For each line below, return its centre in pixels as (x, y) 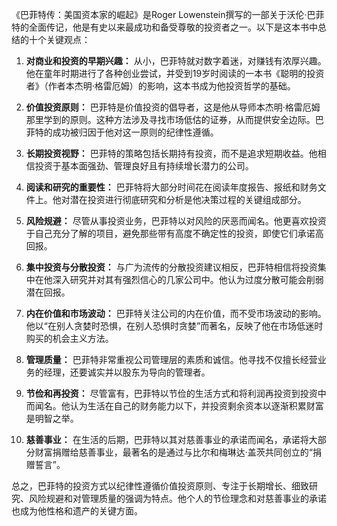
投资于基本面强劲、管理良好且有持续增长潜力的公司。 (144, 166)
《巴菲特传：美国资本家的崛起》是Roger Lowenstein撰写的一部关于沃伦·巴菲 (168, 14)
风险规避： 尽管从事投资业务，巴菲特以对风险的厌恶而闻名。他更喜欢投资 (176, 221)
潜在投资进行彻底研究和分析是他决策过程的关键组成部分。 (188, 199)
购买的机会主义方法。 (69, 338)
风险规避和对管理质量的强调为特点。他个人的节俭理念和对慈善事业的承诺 (177, 498)
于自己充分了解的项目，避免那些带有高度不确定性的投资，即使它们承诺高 (174, 233)
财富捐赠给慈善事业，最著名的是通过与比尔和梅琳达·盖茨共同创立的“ (173, 452)
